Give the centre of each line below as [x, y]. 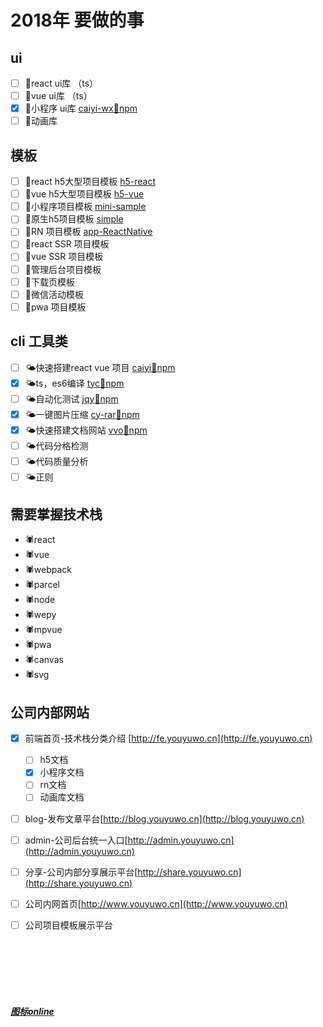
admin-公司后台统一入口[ [76, 840]
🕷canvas [44, 660]
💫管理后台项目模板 [63, 269]
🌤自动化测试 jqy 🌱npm [71, 398]
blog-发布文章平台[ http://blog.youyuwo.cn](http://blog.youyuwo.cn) [164, 818]
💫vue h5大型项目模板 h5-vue [84, 194]
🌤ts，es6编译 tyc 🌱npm [74, 383]
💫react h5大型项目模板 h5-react [90, 182]
